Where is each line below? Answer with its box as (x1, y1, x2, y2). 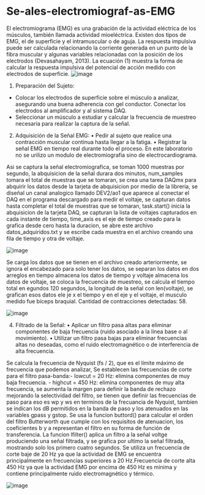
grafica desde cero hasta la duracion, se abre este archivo (6, 222, 154, 229)
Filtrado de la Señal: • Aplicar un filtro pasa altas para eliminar (15, 321, 172, 328)
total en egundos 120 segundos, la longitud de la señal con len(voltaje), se (6, 284, 193, 292)
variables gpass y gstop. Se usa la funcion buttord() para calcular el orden (6, 411, 193, 418)
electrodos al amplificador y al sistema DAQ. (15, 107, 127, 114)
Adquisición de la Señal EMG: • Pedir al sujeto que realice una (15, 132, 172, 139)
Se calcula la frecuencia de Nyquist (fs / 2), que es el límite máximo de (6, 359, 184, 366)
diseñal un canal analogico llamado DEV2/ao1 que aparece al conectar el (6, 189, 190, 197)
